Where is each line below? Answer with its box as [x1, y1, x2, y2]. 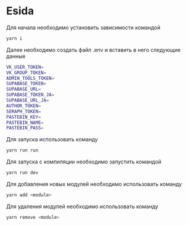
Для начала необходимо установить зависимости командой [6, 24, 161, 31]
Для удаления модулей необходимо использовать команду [6, 203, 159, 210]
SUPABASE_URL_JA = [6, 97, 49, 104]
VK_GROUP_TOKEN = [6, 70, 46, 76]
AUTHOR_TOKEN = [6, 103, 42, 109]
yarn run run [6, 147, 39, 153]
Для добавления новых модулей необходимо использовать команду [6, 181, 182, 188]
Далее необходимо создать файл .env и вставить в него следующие [6, 46, 181, 53]
